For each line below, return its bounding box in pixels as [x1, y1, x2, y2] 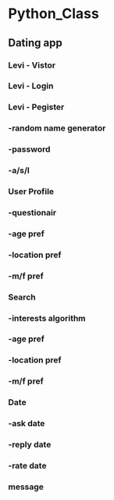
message [8, 481, 45, 492]
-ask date [8, 418, 45, 429]
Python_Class [8, 5, 99, 23]
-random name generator [8, 123, 106, 134]
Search [8, 292, 37, 303]
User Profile [8, 186, 55, 197]
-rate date [8, 461, 47, 472]
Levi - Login [8, 80, 54, 91]
